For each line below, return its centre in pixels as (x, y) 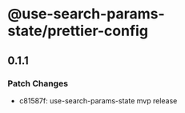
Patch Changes (38, 83)
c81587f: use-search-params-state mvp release (98, 100)
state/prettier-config (78, 31)
